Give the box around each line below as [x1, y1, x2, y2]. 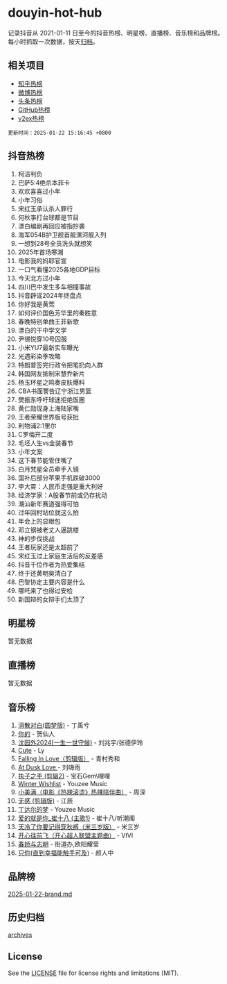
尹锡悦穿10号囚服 [17, 335, 68, 343]
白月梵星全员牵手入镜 [17, 465, 79, 473]
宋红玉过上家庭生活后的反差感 [17, 551, 103, 560]
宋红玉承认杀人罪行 [17, 204, 73, 212]
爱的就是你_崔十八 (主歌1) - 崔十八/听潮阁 [17, 814, 136, 822]
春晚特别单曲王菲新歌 [17, 317, 79, 326]
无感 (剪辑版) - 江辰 [17, 797, 73, 805]
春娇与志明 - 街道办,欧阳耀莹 [17, 840, 100, 848]
